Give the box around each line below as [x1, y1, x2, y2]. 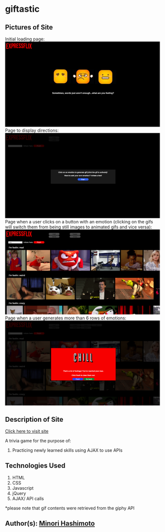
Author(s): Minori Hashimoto [5, 519, 95, 528]
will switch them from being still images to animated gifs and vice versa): [5, 224, 152, 230]
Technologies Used [5, 462, 65, 470]
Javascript [12, 485, 34, 491]
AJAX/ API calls [12, 496, 44, 501]
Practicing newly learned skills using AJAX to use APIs [12, 447, 123, 453]
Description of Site [5, 415, 64, 424]
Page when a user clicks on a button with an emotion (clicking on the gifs [5, 219, 153, 224]
